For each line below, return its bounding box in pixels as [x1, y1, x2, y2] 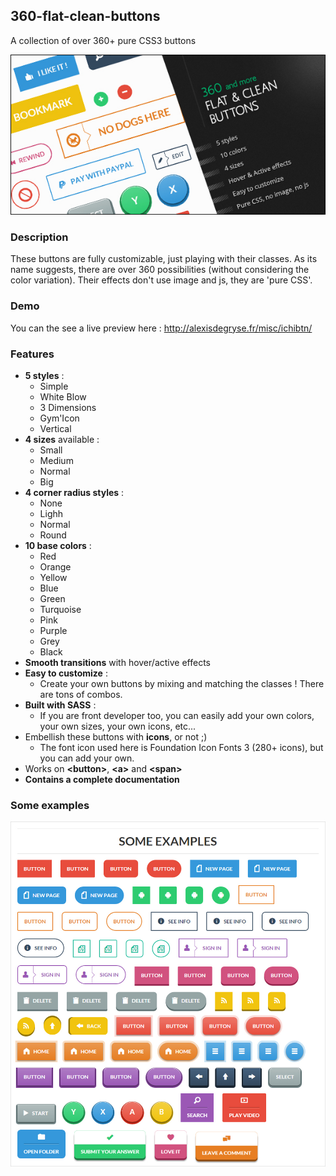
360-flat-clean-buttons [10, 8, 161, 25]
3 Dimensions [39, 401, 97, 413]
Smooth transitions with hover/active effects [24, 656, 211, 668]
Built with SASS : [24, 699, 97, 711]
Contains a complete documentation [24, 773, 180, 785]
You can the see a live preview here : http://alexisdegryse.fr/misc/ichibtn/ [10, 322, 313, 334]
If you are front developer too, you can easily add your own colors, [39, 709, 315, 721]
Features [10, 347, 55, 361]
